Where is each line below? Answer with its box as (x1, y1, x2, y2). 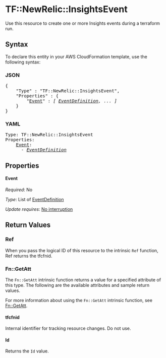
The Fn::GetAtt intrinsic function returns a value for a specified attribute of (5, 276, 161, 283)
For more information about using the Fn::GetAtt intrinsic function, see (5, 297, 153, 303)
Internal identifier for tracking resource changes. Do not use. (5, 325, 131, 331)
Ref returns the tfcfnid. (5, 253, 52, 259)
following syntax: (5, 59, 41, 65)
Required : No (5, 187, 33, 193)
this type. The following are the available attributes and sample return (5, 282, 150, 288)
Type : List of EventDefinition (5, 196, 64, 202)
